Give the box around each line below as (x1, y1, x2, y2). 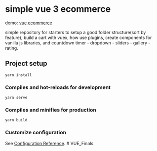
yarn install (5, 73, 32, 77)
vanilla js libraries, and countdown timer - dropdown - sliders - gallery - (5, 39, 151, 45)
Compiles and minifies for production (5, 106, 96, 113)
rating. (5, 45, 18, 51)
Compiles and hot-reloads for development (5, 84, 111, 91)
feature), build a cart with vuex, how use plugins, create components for (5, 35, 152, 40)
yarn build (5, 117, 28, 123)
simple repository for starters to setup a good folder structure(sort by (5, 29, 146, 35)
